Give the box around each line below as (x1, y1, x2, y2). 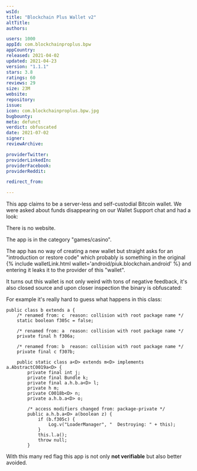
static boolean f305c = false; (17, 318, 94, 324)
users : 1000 (6, 36, 35, 42)
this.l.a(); (37, 432, 67, 438)
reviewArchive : (6, 141, 44, 147)
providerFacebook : (6, 163, 51, 169)
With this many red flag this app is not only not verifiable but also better (6, 453, 182, 460)
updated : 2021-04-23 (6, 58, 57, 64)
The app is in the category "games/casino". (6, 236, 112, 244)
